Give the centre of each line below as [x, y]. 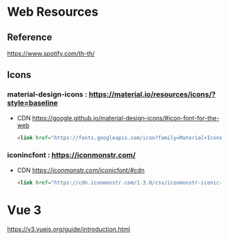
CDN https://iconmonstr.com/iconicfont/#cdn [81, 170]
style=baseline [32, 103]
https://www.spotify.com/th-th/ [51, 53]
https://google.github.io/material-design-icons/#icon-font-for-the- [126, 118]
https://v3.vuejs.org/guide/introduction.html [69, 229]
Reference [30, 37]
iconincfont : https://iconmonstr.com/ [71, 155]
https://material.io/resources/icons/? [152, 94]
